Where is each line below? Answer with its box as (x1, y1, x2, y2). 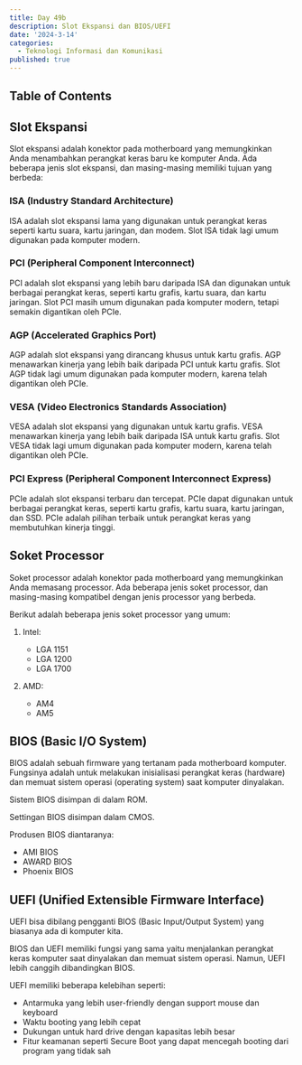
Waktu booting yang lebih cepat (22, 1017, 142, 1028)
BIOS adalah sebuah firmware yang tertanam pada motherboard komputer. (9, 758, 287, 769)
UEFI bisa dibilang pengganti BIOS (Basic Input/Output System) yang (9, 916, 264, 927)
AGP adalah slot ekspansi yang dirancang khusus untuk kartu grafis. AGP (9, 350, 281, 360)
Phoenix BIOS (22, 866, 74, 877)
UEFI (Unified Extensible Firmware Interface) (9, 892, 265, 908)
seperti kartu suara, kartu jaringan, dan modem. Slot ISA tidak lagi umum (9, 225, 279, 236)
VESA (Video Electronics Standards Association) (9, 401, 227, 414)
